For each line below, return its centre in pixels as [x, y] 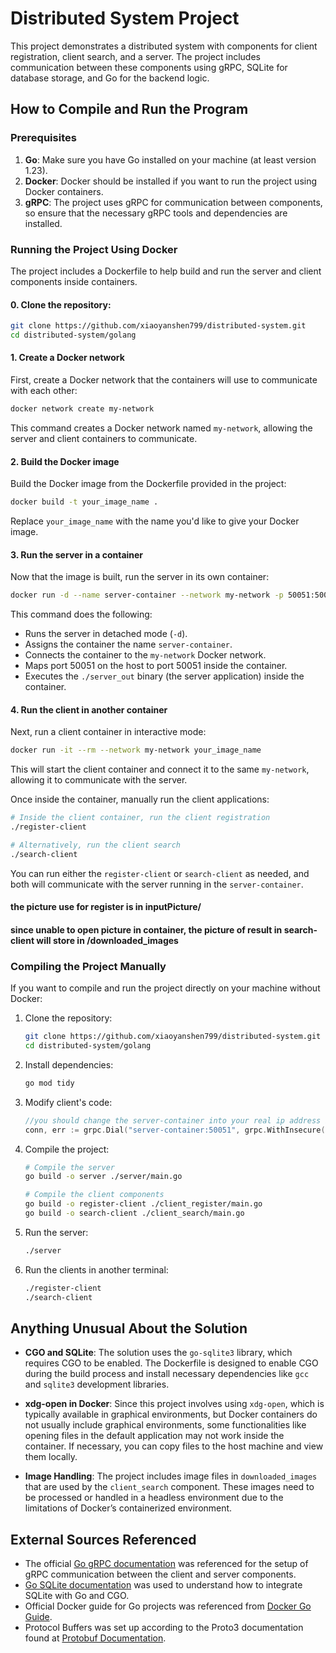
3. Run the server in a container [77, 554]
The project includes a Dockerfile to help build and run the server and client [166, 271]
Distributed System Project [125, 18]
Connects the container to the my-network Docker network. [145, 655]
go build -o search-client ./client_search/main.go [134, 1213]
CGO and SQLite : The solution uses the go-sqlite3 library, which [158, 1353]
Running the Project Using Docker [94, 249]
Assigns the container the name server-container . [128, 644]
